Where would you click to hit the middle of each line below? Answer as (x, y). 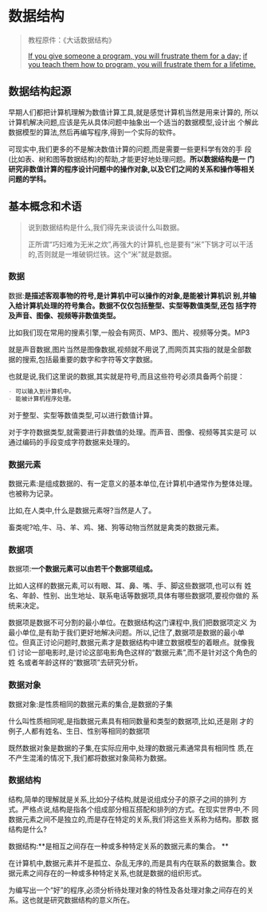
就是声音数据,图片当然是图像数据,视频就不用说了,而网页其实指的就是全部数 (130, 349)
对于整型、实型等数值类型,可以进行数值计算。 (83, 415)
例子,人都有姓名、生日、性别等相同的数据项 (79, 731)
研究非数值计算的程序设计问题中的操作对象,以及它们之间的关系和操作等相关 (132, 169)
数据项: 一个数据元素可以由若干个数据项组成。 (83, 569)
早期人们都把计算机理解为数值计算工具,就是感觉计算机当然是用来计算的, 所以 (133, 112)
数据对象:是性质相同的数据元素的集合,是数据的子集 (91, 704)
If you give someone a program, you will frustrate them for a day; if (137, 56)
